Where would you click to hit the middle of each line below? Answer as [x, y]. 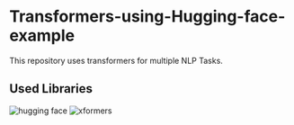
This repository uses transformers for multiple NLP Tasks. [116, 60]
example [42, 36]
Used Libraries [51, 89]
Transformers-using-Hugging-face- [147, 17]
